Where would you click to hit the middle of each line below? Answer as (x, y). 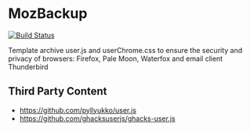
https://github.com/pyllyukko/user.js (78, 110)
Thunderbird (28, 66)
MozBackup (48, 14)
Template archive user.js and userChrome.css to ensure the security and (125, 50)
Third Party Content (58, 92)
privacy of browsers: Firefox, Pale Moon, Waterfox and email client (116, 58)
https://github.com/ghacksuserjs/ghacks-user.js (97, 119)
